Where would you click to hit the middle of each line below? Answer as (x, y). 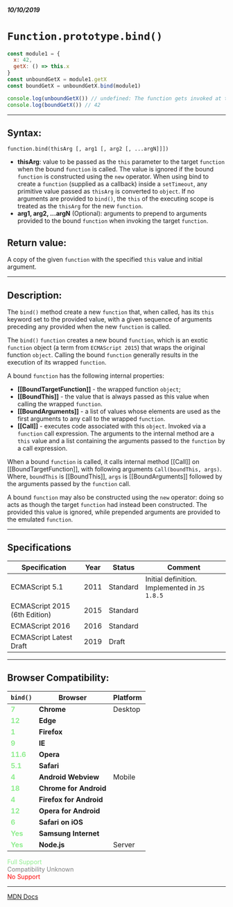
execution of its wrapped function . (57, 362)
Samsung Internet (69, 833)
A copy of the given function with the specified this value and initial (105, 260)
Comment (184, 567)
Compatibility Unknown (41, 869)
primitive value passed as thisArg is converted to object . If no (106, 192)
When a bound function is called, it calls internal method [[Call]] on (103, 461)
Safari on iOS (61, 822)
